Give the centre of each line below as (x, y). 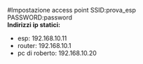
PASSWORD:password (40, 17)
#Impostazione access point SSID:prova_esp (72, 10)
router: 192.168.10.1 (44, 46)
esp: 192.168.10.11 (42, 38)
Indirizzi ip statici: (34, 25)
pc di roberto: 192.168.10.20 (57, 53)
